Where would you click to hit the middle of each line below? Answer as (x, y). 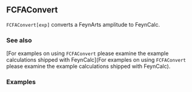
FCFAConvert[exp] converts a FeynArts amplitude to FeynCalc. (83, 24)
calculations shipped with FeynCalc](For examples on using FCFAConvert (96, 60)
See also (19, 40)
